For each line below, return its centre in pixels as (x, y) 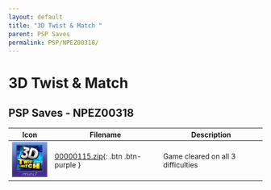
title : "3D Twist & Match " (56, 25)
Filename (106, 134)
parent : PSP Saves (39, 34)
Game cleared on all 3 (200, 156)
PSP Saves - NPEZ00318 (71, 113)
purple (65, 164)
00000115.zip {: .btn (88, 156)
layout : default (35, 17)
